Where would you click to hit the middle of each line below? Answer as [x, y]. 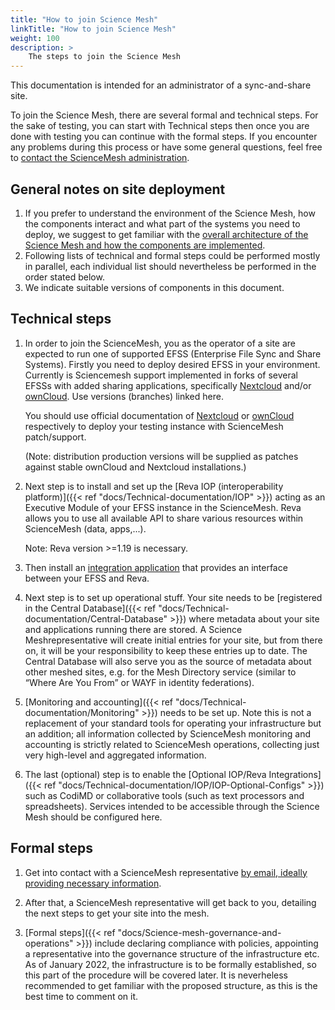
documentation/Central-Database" [96, 618]
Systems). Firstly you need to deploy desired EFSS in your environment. [172, 364]
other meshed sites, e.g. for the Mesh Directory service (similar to [160, 672]
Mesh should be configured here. [93, 817]
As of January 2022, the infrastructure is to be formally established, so [170, 964]
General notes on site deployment [118, 189]
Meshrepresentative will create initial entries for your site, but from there [173, 640]
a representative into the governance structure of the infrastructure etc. [172, 953]
